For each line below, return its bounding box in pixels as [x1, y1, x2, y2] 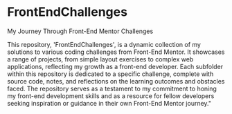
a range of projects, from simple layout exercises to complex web [7, 55, 194, 63]
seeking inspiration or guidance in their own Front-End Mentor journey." [7, 99, 211, 107]
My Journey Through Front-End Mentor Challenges [7, 27, 154, 35]
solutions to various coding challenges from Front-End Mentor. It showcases [7, 48, 225, 56]
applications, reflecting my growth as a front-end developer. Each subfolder [7, 62, 224, 70]
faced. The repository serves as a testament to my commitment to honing [7, 84, 217, 93]
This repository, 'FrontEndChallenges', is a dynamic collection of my [7, 40, 201, 48]
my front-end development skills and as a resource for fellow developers [7, 91, 215, 100]
